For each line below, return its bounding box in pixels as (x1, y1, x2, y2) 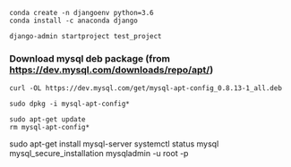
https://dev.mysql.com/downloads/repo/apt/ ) (9, 63, 214, 76)
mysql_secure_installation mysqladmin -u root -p (9, 148, 189, 159)
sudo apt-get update (9, 115, 87, 124)
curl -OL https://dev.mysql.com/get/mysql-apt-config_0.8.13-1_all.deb (9, 84, 282, 93)
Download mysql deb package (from (9, 52, 170, 64)
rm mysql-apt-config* (9, 123, 90, 132)
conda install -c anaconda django (9, 16, 139, 25)
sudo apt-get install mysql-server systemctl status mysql (9, 138, 219, 149)
